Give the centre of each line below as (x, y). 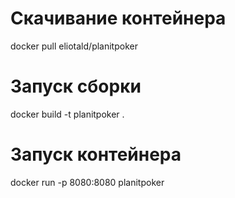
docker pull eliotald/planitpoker (74, 46)
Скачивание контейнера (118, 18)
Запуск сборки (76, 86)
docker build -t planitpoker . (67, 114)
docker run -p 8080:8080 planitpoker (87, 182)
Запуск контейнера (96, 154)
